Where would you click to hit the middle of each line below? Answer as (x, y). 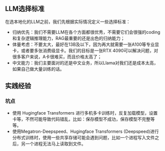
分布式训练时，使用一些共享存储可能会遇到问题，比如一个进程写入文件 (83, 137)
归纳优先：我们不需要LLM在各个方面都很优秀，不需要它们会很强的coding (86, 32)
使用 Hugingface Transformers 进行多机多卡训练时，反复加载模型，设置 (85, 113)
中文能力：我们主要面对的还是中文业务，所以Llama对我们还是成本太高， (85, 62)
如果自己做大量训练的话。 (38, 69)
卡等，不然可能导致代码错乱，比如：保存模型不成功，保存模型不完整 (81, 119)
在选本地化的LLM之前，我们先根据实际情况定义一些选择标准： (68, 22)
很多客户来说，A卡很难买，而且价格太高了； (57, 57)
